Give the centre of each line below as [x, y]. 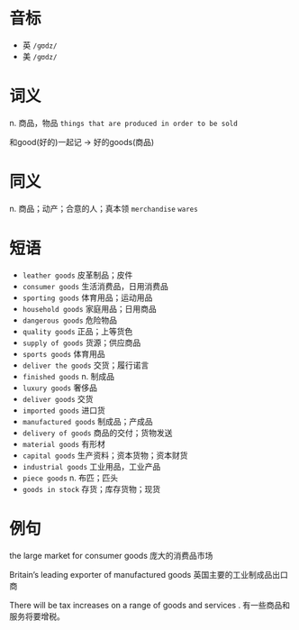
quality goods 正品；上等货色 [77, 331]
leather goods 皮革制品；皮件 [77, 275]
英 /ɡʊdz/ [40, 45]
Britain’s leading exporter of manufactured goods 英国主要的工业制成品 [141, 574]
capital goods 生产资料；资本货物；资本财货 [105, 455]
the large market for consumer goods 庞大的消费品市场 [111, 555]
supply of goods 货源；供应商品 [82, 342]
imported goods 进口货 [63, 410]
